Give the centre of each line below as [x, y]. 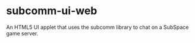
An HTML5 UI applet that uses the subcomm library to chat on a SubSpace [97, 27]
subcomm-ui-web [52, 11]
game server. [22, 33]
